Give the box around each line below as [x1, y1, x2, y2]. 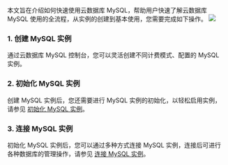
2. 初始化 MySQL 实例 [7, 79, 80, 88]
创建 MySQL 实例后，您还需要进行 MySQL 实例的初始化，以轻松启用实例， [7, 96, 222, 104]
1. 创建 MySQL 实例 [7, 33, 72, 43]
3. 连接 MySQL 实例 [7, 124, 73, 134]
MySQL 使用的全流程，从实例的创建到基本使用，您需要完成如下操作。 [7, 15, 208, 23]
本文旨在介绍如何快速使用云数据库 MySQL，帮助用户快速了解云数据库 [7, 6, 208, 14]
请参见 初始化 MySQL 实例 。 [7, 104, 89, 113]
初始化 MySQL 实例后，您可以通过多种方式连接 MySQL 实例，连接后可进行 [7, 141, 222, 149]
